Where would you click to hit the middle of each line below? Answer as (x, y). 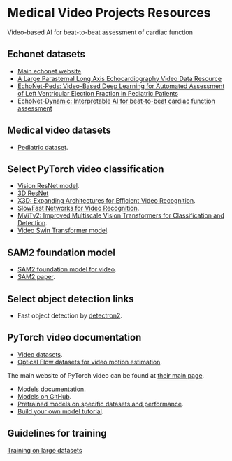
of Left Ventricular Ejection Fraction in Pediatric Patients (98, 93)
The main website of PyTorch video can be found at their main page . (106, 375)
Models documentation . (51, 389)
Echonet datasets (46, 54)
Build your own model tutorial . (60, 411)
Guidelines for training (57, 433)
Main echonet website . (50, 71)
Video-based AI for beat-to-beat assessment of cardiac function (100, 32)
